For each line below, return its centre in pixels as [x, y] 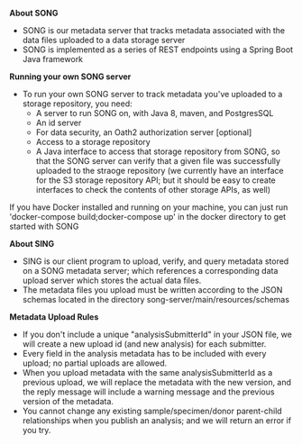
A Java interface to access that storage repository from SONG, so [158, 151]
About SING [32, 244]
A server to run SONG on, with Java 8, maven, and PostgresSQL [155, 113]
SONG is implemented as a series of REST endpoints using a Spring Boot [158, 50]
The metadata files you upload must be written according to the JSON [152, 290]
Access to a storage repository [93, 142]
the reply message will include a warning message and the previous [148, 392]
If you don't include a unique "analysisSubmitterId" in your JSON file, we [157, 334]
